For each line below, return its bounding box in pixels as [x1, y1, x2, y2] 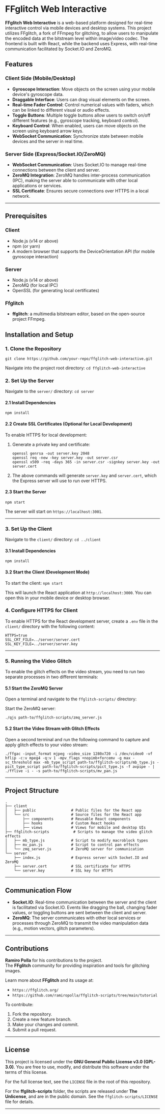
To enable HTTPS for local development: [5, 432, 87, 438]
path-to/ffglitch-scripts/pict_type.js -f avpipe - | [42, 764, 155, 769]
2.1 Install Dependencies [5, 399, 56, 405]
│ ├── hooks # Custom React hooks [5, 821, 115, 826]
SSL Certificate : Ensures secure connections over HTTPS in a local [12, 188, 149, 194]
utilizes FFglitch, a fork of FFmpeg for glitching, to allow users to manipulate [5, 30, 159, 36]
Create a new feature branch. [12, 1016, 72, 1022]
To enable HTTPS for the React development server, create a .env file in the [5, 618, 158, 624]
